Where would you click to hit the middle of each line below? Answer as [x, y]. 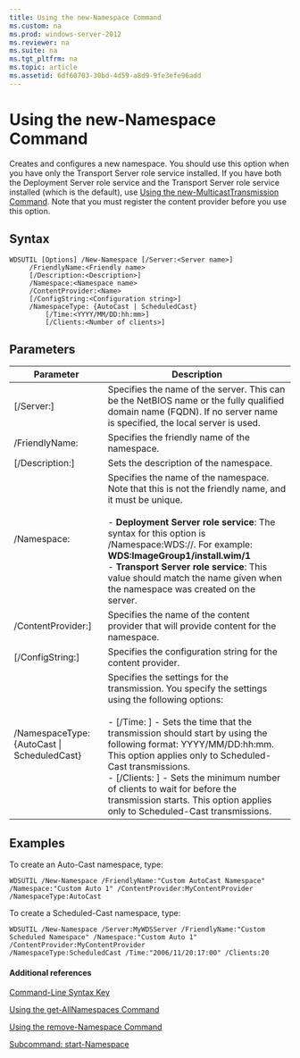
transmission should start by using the [187, 733]
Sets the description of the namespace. [190, 463]
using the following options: [165, 700]
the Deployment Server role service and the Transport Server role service [144, 182]
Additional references [50, 972]
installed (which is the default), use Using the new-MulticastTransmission [144, 192]
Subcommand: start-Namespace [69, 1045]
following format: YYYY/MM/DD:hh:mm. [191, 745]
